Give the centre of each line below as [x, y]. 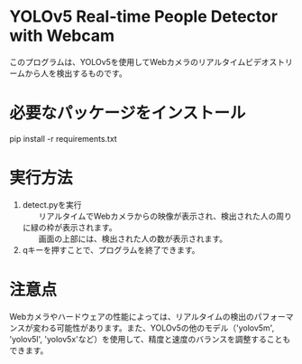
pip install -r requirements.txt [63, 138]
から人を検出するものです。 [76, 73]
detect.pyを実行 [52, 204]
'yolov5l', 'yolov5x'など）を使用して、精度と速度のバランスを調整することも [150, 339]
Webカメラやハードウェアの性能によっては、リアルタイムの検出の [132, 316]
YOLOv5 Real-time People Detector [143, 17]
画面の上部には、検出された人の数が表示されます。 [133, 238]
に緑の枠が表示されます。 [69, 227]
